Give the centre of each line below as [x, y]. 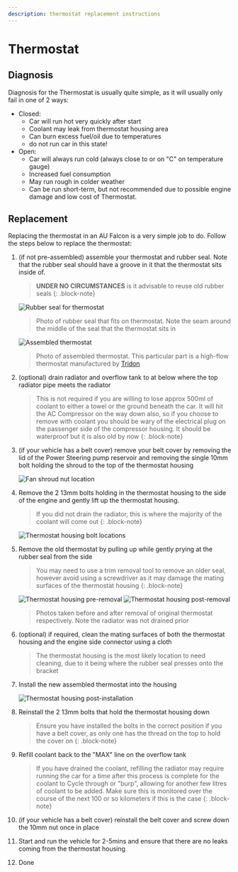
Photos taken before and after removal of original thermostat [124, 613]
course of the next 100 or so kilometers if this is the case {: [122, 799]
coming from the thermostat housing [72, 849]
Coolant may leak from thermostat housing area [98, 129]
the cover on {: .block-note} [76, 741]
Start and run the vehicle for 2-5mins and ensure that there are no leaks [123, 841]
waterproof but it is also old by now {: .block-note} [109, 437]
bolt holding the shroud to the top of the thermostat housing [106, 465]
